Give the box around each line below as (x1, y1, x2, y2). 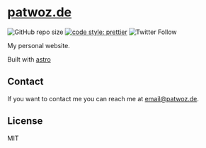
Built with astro (7, 55, 51, 64)
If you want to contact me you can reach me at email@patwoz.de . (7, 94, 200, 103)
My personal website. (7, 41, 71, 50)
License (7, 115, 43, 127)
